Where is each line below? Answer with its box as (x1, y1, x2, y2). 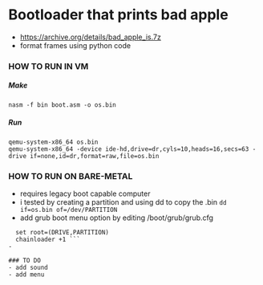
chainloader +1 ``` (15, 235, 81, 244)
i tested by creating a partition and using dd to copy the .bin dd (19, 197, 227, 207)
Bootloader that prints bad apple (8, 6, 229, 24)
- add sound (8, 263, 48, 272)
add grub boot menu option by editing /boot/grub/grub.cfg (19, 213, 214, 222)
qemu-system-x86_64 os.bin (8, 138, 99, 146)
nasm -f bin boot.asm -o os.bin (8, 100, 116, 109)
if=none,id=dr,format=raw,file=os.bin (29, 152, 160, 160)
